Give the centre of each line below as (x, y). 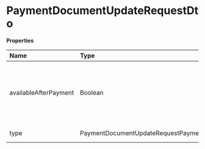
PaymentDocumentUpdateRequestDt (103, 11)
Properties (20, 40)
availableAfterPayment (42, 92)
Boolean (92, 92)
